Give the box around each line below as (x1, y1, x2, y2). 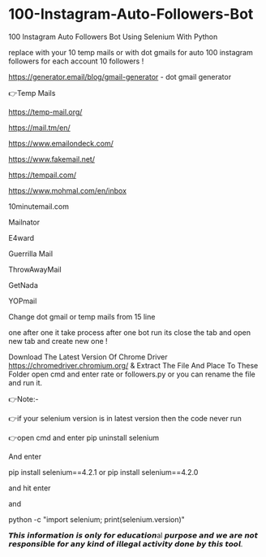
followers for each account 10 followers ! (8, 56, 144, 66)
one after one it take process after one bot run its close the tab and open (8, 327, 251, 337)
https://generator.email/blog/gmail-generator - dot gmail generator (8, 72, 232, 81)
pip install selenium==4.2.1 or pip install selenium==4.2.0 (8, 467, 199, 476)
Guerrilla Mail (8, 249, 54, 259)
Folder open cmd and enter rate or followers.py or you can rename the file (8, 369, 255, 379)
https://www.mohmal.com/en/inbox (8, 185, 127, 195)
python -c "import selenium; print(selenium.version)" (8, 514, 185, 524)
